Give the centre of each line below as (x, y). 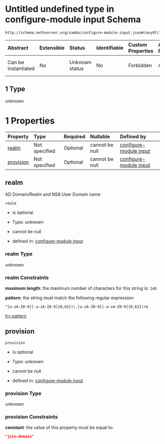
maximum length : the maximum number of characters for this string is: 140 (81, 288)
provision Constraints (31, 417)
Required (75, 137)
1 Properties (30, 120)
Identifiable (110, 48)
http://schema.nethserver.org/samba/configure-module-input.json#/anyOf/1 (83, 33)
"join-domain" (20, 437)
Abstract (18, 48)
